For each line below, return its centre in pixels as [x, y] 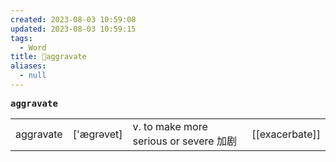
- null [33, 76]
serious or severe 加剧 [184, 141]
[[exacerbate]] [286, 134]
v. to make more [170, 126]
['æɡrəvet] [97, 134]
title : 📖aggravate [48, 57]
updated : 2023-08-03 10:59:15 [73, 29]
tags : [21, 38]
